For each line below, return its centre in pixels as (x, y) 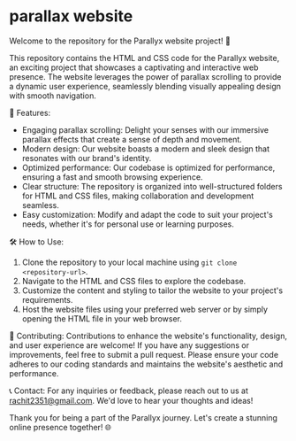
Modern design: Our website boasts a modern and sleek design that (146, 149)
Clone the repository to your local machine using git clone (129, 262)
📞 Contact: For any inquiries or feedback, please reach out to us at (129, 391)
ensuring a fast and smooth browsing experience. (112, 177)
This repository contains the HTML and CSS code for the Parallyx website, (144, 58)
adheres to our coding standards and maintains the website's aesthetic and (146, 364)
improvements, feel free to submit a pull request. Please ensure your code (144, 354)
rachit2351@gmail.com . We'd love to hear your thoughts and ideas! (131, 400)
